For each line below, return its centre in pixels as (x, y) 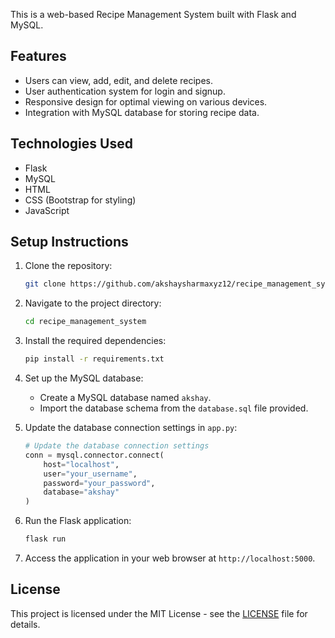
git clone (45, 284)
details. (25, 624)
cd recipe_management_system (85, 322)
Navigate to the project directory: (93, 303)
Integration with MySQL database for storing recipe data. (142, 112)
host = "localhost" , (81, 464)
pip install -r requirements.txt (94, 359)
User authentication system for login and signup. (125, 91)
